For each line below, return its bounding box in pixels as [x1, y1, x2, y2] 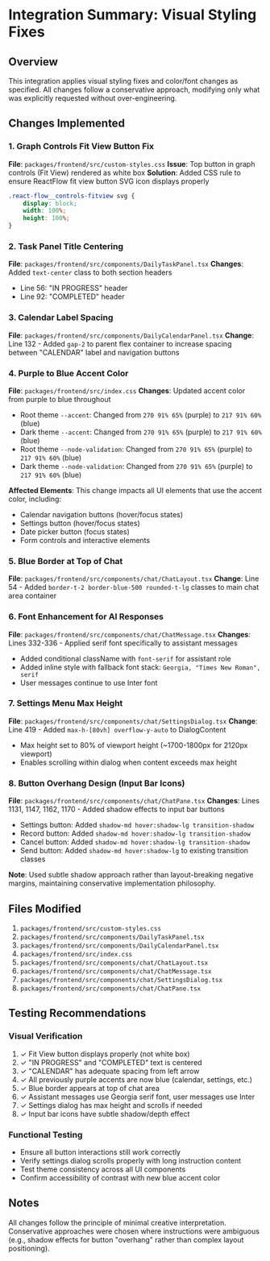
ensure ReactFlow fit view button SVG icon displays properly [8, 176, 210, 186]
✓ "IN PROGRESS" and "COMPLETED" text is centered [19, 1057, 203, 1067]
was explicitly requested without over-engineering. [8, 93, 177, 102]
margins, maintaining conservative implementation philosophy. [8, 878, 216, 888]
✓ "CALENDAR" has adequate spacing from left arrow [19, 1066, 200, 1076]
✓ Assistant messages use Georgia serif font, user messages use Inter [19, 1092, 255, 1101]
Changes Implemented [8, 117, 125, 131]
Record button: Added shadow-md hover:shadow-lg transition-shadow [19, 828, 251, 839]
